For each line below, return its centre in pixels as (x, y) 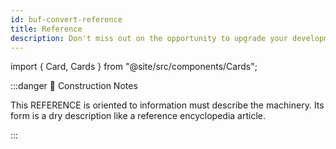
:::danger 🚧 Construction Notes (74, 86)
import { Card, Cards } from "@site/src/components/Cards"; (134, 67)
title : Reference (46, 29)
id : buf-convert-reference (66, 19)
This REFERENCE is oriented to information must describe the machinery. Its (167, 105)
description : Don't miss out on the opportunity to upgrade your (149, 38)
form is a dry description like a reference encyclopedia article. (138, 116)
